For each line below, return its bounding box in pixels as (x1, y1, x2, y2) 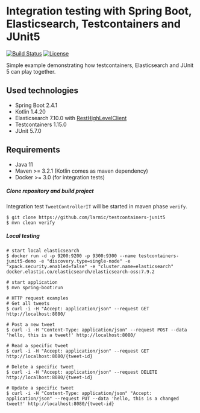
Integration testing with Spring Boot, (6, 4, 192, 18)
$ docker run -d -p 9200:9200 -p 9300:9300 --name (6, 252, 136, 259)
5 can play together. (6, 68, 56, 75)
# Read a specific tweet (6, 342, 69, 348)
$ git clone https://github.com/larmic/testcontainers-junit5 (6, 214, 166, 220)
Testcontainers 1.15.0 (14, 121, 67, 128)
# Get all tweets (6, 300, 50, 306)
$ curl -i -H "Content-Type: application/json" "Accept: (6, 390, 152, 396)
